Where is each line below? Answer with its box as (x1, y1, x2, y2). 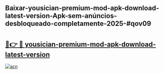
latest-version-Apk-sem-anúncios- (5, 12, 117, 20)
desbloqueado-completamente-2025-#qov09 (5, 19, 152, 28)
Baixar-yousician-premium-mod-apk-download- (5, 4, 160, 12)
